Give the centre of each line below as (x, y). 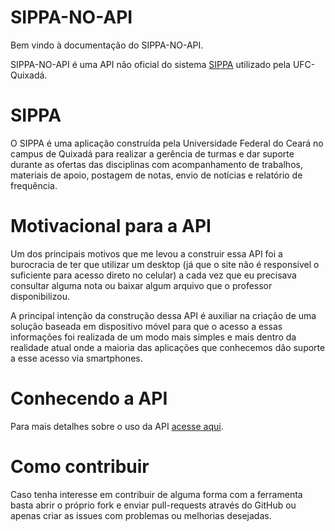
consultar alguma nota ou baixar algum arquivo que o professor (141, 285)
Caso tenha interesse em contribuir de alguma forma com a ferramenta (156, 494)
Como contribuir (80, 466)
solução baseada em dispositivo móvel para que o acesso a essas (146, 326)
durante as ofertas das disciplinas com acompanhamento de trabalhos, (156, 164)
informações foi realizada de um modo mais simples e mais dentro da (153, 337)
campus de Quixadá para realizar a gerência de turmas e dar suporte (152, 153)
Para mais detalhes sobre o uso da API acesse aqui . (117, 426)
